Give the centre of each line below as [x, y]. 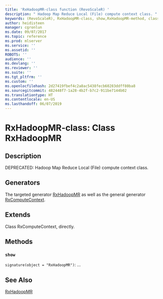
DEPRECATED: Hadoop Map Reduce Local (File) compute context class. [77, 168]
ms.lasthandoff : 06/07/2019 [33, 104]
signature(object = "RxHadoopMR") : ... [43, 265]
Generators [23, 183]
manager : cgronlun [24, 28]
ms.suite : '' [18, 73]
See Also [19, 280]
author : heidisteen [25, 23]
